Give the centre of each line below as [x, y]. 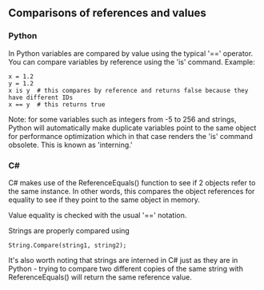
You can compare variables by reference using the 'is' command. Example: [132, 62]
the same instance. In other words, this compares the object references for [132, 191]
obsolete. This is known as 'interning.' [71, 145]
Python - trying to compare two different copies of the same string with [126, 268]
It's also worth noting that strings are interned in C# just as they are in [123, 260]
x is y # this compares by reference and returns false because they [128, 90]
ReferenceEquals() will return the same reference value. [100, 277]
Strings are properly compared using [69, 230]
